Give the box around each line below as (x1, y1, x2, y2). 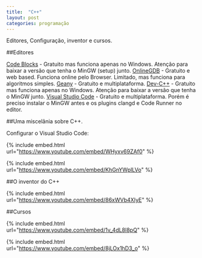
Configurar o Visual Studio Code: (6, 129, 89, 137)
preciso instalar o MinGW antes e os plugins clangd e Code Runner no (6, 99, 183, 107)
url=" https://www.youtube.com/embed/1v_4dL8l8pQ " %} (6, 226, 149, 234)
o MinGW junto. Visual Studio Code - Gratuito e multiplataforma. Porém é (6, 93, 190, 101)
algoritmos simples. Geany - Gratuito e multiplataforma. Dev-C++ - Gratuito (6, 80, 196, 87)
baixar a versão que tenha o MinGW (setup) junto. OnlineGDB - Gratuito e (6, 67, 190, 74)
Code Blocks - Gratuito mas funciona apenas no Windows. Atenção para (6, 60, 189, 68)
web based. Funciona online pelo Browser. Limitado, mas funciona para (6, 74, 186, 81)
